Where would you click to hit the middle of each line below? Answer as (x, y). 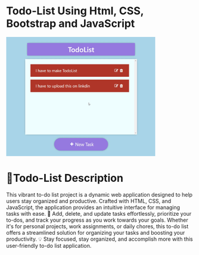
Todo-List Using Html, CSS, (75, 11)
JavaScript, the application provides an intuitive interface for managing (93, 207)
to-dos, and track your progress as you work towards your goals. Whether (97, 220)
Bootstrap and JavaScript (71, 24)
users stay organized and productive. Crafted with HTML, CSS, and (89, 201)
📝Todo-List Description (65, 178)
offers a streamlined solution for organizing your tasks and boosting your (96, 232)
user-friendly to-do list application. (49, 245)
